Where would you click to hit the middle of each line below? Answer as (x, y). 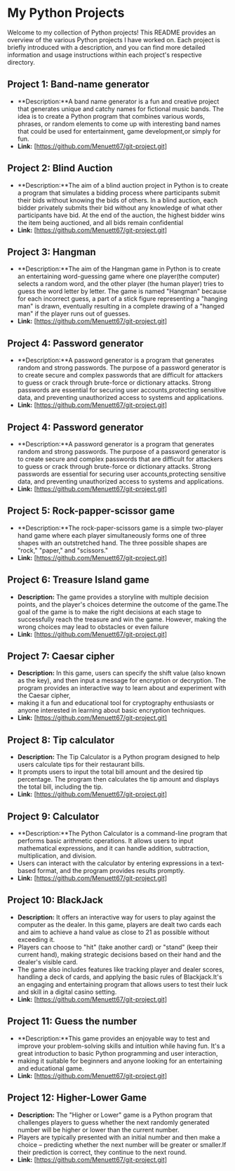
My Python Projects (66, 13)
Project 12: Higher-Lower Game (77, 1098)
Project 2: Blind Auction (60, 168)
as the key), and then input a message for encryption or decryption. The (122, 680)
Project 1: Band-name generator (78, 85)
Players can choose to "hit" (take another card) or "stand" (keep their (117, 947)
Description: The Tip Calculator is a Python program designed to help (119, 757)
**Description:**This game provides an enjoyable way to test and (114, 1038)
